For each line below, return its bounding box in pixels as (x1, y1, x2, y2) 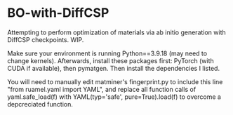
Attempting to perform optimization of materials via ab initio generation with (7, 28, 226, 36)
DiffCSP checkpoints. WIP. (7, 35, 84, 43)
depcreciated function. (7, 100, 74, 108)
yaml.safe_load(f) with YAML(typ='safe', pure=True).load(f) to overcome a (7, 93, 221, 101)
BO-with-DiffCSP (7, 5, 109, 21)
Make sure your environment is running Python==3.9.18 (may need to (7, 49, 208, 57)
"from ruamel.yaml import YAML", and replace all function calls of (7, 85, 197, 93)
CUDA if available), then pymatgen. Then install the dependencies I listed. (7, 64, 220, 72)
